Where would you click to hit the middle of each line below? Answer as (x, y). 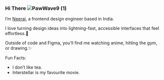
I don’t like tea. (27, 67)
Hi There (16, 8)
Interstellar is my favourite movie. (46, 73)
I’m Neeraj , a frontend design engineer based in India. (60, 19)
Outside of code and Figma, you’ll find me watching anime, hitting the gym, (81, 43)
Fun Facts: (16, 58)
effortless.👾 (17, 34)
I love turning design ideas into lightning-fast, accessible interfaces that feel (82, 28)
